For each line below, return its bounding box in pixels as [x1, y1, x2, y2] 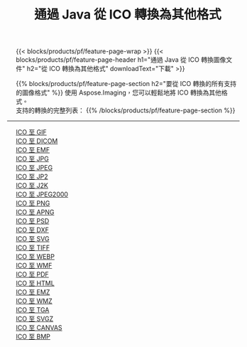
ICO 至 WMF [16, 261, 53, 270]
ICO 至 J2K [16, 181, 49, 190]
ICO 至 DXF [16, 225, 50, 235]
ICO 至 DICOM [16, 137, 58, 146]
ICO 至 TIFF [16, 243, 50, 252]
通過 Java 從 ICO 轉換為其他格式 [34, 6, 221, 23]
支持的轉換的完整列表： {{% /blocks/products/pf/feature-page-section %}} [16, 106, 236, 114]
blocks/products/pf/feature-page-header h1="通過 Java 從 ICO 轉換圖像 [16, 55, 226, 64]
